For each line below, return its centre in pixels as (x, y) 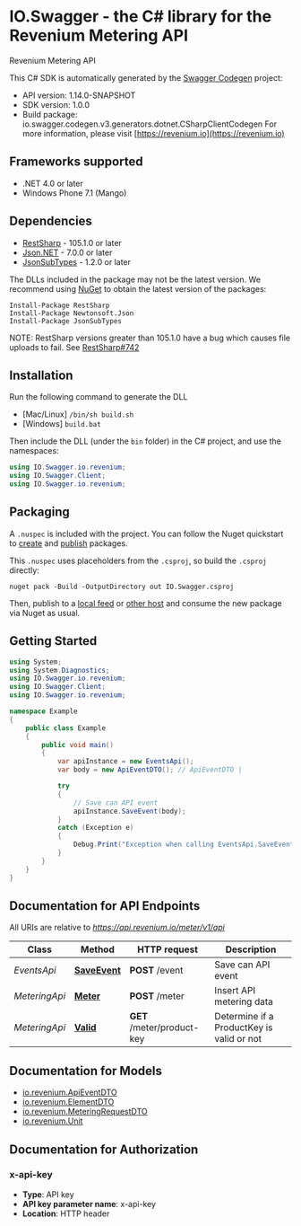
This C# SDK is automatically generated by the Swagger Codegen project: (146, 77)
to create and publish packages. (69, 543)
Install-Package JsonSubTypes (66, 321)
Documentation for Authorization (104, 1149)
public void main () (78, 745)
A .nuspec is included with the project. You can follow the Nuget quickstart (146, 534)
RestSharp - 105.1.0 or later (72, 243)
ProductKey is (244, 1028)
